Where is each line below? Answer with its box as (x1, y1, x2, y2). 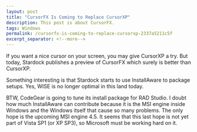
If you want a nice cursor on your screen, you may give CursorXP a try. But (6, 53, 188, 59)
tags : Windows (6, 25, 41, 31)
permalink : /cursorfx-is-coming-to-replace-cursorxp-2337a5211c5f (6, 31, 173, 37)
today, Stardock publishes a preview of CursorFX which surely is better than (6, 59, 192, 66)
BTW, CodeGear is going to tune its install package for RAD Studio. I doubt (6, 94, 187, 101)
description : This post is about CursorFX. (6, 20, 115, 25)
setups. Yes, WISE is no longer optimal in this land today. (6, 83, 144, 89)
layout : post (6, 8, 38, 15)
